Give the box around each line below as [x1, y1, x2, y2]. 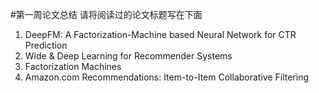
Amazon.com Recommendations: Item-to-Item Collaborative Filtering [24, 71, 310, 83]
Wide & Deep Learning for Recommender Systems [24, 50, 233, 62]
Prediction [24, 39, 68, 51]
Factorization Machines [24, 61, 122, 72]
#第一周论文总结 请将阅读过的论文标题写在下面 [10, 9, 203, 20]
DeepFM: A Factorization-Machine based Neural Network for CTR [24, 29, 297, 40]
